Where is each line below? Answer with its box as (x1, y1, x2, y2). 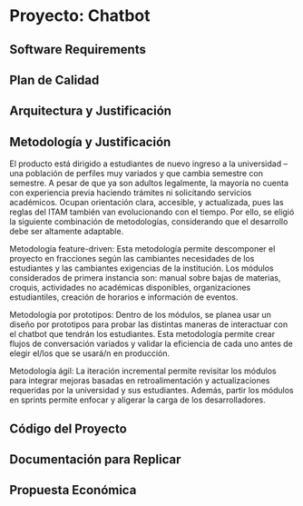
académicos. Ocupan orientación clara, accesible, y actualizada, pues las (9, 197, 284, 208)
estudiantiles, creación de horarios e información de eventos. (9, 292, 239, 303)
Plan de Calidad (9, 72, 100, 87)
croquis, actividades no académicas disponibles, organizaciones (9, 283, 251, 293)
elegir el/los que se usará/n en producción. (9, 348, 171, 359)
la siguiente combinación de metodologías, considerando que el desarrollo (9, 216, 288, 227)
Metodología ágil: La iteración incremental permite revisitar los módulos (9, 365, 277, 377)
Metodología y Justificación (9, 134, 171, 150)
